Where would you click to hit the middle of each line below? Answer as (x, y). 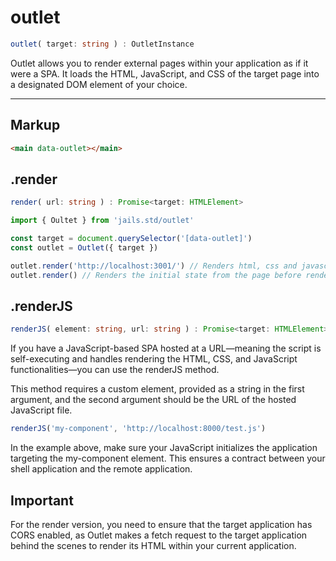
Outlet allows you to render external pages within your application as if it (159, 63)
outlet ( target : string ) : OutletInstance (102, 44)
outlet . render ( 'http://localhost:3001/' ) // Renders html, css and (154, 266)
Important (42, 500)
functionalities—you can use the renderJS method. (115, 370)
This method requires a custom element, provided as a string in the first (157, 389)
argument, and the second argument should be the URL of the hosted (153, 400)
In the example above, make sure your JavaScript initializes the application (164, 448)
